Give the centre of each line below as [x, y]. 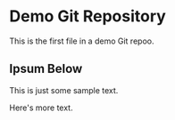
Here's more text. [41, 108]
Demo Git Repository [88, 16]
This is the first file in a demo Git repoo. [82, 41]
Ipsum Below [46, 69]
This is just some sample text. [64, 90]
